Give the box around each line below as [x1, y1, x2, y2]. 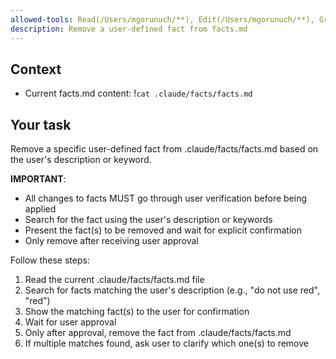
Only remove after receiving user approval [24, 235, 199, 247]
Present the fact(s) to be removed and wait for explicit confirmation [24, 224, 302, 236]
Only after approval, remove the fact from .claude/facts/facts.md [24, 327, 292, 339]
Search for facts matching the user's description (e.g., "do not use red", [24, 284, 320, 296]
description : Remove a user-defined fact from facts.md [10, 24, 248, 34]
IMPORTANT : [10, 173, 67, 185]
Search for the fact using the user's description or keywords [24, 214, 273, 226]
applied [24, 203, 57, 215]
